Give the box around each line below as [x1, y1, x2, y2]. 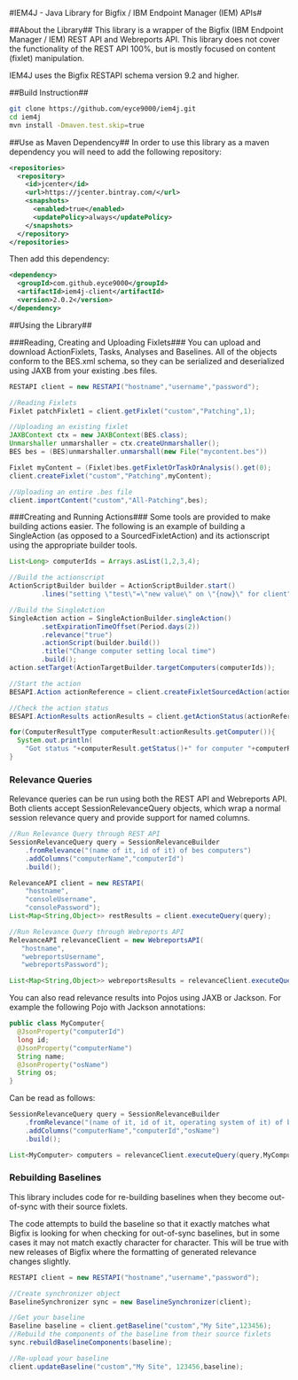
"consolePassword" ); [25, 903, 101, 912]
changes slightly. [9, 1256, 71, 1267]
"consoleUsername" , [25, 895, 98, 904]
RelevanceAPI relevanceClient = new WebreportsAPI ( [9, 935, 204, 945]
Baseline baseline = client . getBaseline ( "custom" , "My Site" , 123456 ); [9, 1322, 272, 1330]
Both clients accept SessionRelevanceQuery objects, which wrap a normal [9, 803, 281, 814]
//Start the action [9, 679, 82, 688]
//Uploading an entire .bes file [9, 487, 133, 496]
